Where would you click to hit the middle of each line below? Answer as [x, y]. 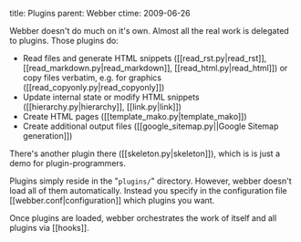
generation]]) [47, 136]
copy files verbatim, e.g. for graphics [92, 78]
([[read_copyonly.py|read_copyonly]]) [93, 87]
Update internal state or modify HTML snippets [111, 97]
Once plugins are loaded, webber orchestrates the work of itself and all [143, 218]
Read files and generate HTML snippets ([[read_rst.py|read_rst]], [145, 58]
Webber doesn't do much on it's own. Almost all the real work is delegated [149, 31]
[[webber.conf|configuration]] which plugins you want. [112, 200]
